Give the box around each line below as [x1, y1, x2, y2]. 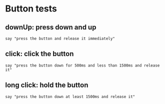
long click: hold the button [5, 81, 88, 89]
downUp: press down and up [5, 23, 96, 31]
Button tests [5, 3, 57, 14]
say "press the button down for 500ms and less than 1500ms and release [5, 63, 160, 68]
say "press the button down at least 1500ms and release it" [5, 94, 135, 99]
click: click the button [5, 49, 74, 58]
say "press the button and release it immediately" [5, 36, 115, 41]
